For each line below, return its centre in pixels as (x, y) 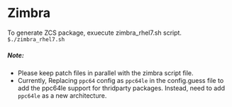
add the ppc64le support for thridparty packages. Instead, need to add (121, 88)
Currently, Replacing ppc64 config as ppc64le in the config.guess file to (121, 80)
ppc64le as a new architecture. (62, 95)
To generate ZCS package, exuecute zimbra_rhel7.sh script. (95, 33)
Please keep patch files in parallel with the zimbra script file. (105, 73)
